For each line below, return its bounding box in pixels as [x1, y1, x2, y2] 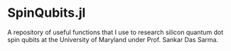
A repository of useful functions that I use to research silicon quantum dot [7, 28, 224, 36]
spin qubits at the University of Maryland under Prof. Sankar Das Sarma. [7, 35, 219, 43]
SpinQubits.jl [7, 5, 86, 21]
